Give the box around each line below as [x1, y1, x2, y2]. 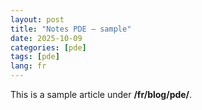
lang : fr [10, 61, 47, 71]
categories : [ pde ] [10, 42, 87, 53]
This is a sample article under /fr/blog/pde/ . [10, 89, 193, 100]
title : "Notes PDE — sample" [10, 24, 132, 34]
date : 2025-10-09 [10, 33, 83, 43]
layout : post [10, 14, 65, 25]
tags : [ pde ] [10, 52, 60, 62]
